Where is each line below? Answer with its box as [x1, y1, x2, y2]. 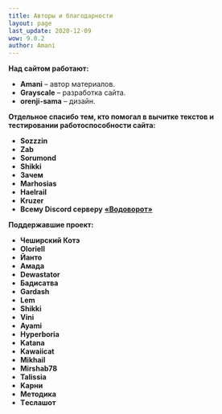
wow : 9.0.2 [8, 34, 45, 43]
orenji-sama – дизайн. [19, 96, 96, 106]
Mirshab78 [19, 363, 58, 374]
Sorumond [19, 154, 56, 163]
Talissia [19, 372, 47, 382]
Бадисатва [19, 278, 59, 288]
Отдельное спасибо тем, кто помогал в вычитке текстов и [8, 112, 215, 121]
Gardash [19, 287, 50, 297]
